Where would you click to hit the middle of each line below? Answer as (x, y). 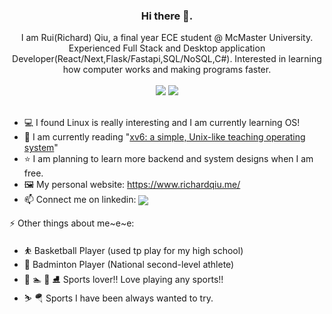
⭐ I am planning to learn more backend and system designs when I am (168, 159)
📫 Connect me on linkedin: (80, 200)
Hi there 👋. (167, 16)
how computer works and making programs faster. (167, 70)
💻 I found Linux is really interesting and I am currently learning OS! (162, 123)
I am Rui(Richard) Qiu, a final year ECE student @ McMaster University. (167, 38)
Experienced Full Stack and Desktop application (167, 48)
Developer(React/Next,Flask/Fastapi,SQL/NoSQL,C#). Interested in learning (167, 59)
